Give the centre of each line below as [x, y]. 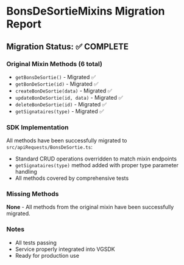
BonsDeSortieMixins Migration [86, 11]
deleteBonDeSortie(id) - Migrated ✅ [61, 104]
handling [26, 172]
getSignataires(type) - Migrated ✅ [60, 111]
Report [24, 24]
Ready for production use [47, 255]
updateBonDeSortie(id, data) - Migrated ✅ [69, 97]
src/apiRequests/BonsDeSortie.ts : [49, 147]
